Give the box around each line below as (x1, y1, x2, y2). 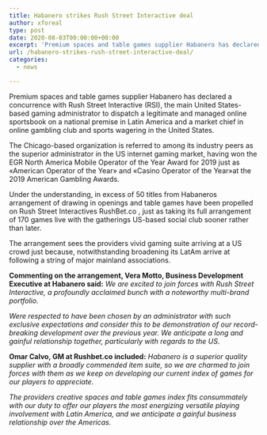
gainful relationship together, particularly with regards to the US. (9, 336, 220, 346)
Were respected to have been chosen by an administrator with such (9, 311, 231, 320)
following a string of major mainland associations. (9, 255, 171, 265)
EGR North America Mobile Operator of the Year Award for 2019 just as (9, 157, 240, 167)
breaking (9, 327, 39, 337)
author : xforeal (9, 19, 63, 27)
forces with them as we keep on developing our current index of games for (9, 369, 254, 378)
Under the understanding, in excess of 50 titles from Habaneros (9, 189, 217, 199)
